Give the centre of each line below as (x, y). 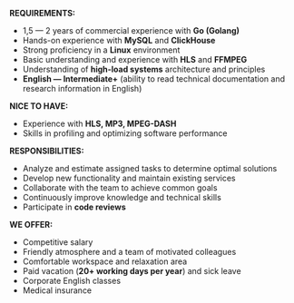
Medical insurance (57, 290)
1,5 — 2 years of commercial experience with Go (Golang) (131, 30)
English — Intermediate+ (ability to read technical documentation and (154, 79)
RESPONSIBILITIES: (47, 151)
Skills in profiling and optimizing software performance (125, 133)
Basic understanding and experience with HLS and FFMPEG (135, 59)
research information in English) (82, 88)
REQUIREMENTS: (42, 13)
